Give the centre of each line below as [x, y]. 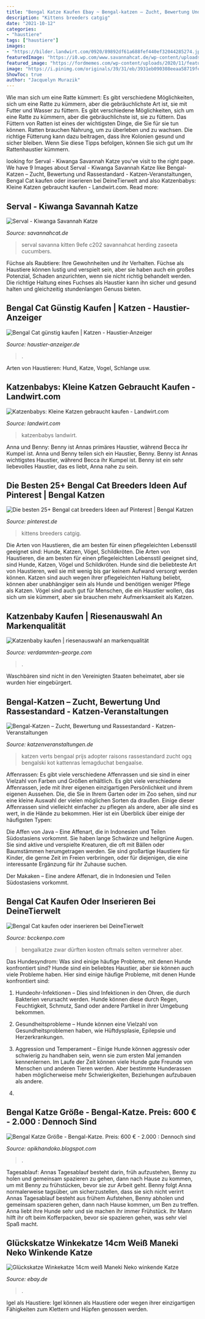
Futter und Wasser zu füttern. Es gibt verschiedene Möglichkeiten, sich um [100, 111]
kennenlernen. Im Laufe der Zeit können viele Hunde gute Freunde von [104, 1062]
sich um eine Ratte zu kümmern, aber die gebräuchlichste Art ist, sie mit [97, 104]
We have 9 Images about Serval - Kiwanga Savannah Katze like [86, 168]
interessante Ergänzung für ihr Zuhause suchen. [67, 864]
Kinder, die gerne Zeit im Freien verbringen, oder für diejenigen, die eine [97, 858]
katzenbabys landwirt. [49, 435]
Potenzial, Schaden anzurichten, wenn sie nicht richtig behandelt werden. [99, 276]
